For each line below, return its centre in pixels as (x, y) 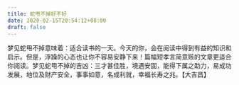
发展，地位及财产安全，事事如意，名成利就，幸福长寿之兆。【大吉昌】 (108, 74)
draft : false (27, 27)
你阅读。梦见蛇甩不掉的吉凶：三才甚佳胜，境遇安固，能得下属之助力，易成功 (119, 66)
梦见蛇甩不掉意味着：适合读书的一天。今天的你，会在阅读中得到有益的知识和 (119, 48)
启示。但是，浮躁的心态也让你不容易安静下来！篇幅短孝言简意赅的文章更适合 (119, 57)
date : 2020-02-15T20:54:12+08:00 (57, 21)
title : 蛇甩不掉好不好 (37, 14)
